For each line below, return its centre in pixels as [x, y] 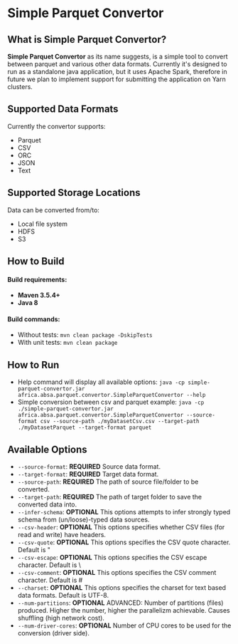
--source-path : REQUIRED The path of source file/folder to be [108, 482]
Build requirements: [37, 279]
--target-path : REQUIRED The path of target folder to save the [110, 497]
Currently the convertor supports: [56, 126]
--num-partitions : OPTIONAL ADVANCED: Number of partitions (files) [120, 603]
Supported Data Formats [63, 109]
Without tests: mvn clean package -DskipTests [85, 335]
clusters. [20, 87]
